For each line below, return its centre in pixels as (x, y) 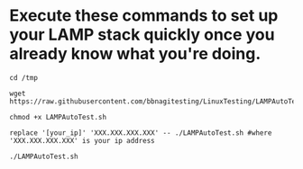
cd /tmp (24, 77)
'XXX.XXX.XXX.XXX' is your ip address (82, 140)
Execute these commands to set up (144, 16)
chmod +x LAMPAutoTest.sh (58, 117)
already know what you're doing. (135, 54)
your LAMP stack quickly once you (142, 35)
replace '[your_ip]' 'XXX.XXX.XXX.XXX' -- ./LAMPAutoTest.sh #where (141, 133)
